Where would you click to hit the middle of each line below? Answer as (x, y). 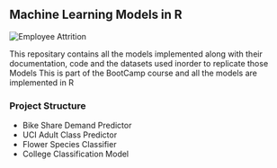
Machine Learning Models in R (96, 15)
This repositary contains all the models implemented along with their (136, 54)
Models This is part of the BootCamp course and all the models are (134, 73)
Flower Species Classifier (69, 145)
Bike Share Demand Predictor (77, 126)
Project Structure (48, 105)
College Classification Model (76, 154)
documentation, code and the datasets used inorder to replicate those (139, 63)
